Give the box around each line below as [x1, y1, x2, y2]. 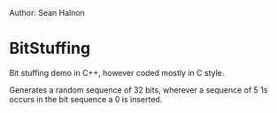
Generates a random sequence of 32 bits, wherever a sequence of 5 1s [9, 84, 268, 95]
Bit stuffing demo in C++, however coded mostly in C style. [9, 67, 225, 78]
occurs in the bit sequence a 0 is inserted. [9, 94, 163, 104]
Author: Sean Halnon [9, 8, 86, 18]
